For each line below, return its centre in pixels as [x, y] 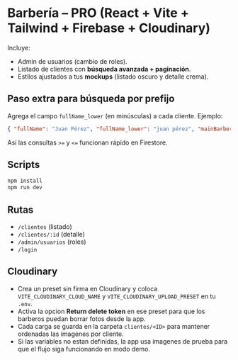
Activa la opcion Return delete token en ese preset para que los [111, 311]
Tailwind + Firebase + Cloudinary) [109, 28]
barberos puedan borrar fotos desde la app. [82, 319]
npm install [25, 181]
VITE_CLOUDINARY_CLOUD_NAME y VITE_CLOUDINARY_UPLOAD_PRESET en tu [117, 296]
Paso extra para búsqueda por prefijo [91, 99]
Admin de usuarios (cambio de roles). [72, 61]
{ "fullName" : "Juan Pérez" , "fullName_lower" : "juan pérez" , [101, 129]
